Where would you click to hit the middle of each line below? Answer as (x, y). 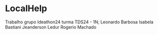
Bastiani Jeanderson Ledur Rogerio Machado (51, 27)
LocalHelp (26, 9)
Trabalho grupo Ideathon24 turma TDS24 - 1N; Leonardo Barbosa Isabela (79, 22)
